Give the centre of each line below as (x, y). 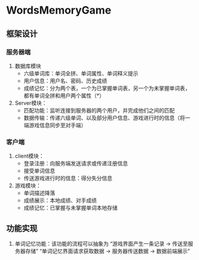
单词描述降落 (39, 193)
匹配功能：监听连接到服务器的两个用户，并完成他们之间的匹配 (99, 110)
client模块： (29, 156)
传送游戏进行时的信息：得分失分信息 (68, 178)
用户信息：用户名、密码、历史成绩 (65, 81)
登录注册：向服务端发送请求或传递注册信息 (76, 163)
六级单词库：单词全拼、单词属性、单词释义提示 (81, 73)
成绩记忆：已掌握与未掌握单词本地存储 (70, 208)
